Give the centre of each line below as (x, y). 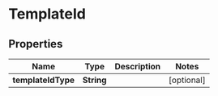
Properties (36, 44)
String (94, 80)
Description (138, 67)
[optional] (187, 80)
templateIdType (44, 80)
